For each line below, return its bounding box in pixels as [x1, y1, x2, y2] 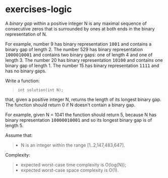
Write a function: [5, 78, 40, 84]
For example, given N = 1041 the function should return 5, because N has [5, 112, 157, 118]
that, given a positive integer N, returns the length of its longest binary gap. [5, 96, 161, 102]
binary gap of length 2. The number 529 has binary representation [5, 46, 143, 52]
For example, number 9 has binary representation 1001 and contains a [5, 41, 152, 47]
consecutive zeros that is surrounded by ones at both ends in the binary [5, 25, 155, 31]
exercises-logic [5, 4, 72, 15]
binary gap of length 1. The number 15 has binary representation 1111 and [5, 62, 159, 68]
